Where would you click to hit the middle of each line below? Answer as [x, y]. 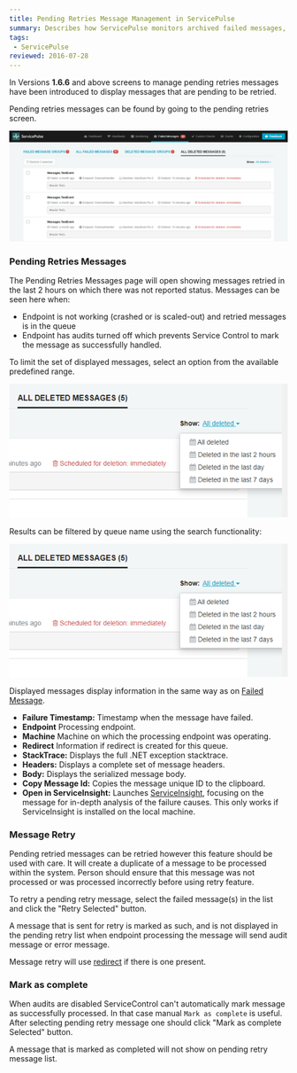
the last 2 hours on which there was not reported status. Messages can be [145, 290]
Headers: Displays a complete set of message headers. [123, 764]
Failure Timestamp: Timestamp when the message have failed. [137, 717]
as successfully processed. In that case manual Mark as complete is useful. [146, 1014]
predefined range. [42, 371]
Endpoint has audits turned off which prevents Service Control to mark [150, 336]
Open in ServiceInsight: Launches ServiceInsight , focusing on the [143, 792]
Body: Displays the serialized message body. [104, 774]
